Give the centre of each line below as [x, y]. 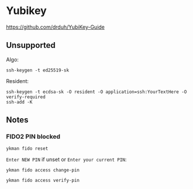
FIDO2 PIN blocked [33, 137]
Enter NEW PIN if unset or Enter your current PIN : [66, 160]
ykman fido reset [27, 149]
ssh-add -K [19, 102]
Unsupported [31, 45]
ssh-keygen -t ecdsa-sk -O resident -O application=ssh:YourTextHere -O [96, 92]
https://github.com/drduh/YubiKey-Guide [56, 27]
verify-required [26, 97]
